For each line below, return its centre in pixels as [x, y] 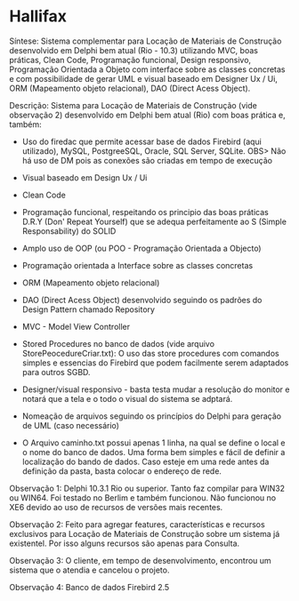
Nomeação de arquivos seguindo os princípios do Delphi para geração [152, 416]
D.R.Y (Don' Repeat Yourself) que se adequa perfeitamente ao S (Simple [154, 221]
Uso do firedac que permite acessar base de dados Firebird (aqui [142, 141]
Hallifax [38, 16]
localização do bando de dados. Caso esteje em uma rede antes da [145, 461]
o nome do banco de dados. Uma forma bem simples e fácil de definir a [154, 452]
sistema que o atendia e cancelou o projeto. [89, 570]
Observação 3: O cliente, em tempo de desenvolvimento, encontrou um [140, 560]
